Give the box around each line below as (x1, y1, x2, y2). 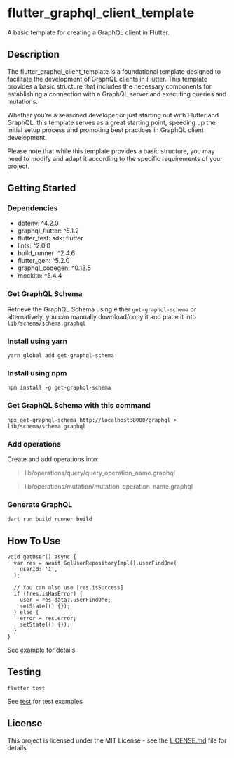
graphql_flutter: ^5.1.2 (17, 226, 79, 235)
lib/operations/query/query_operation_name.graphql (24, 468, 175, 477)
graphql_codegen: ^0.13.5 (17, 264, 91, 272)
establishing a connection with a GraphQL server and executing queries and (7, 89, 227, 98)
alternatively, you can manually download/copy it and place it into (7, 312, 196, 321)
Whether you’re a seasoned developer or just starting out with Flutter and (7, 110, 219, 119)
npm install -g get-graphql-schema (7, 385, 111, 392)
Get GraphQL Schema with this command (7, 401, 151, 411)
